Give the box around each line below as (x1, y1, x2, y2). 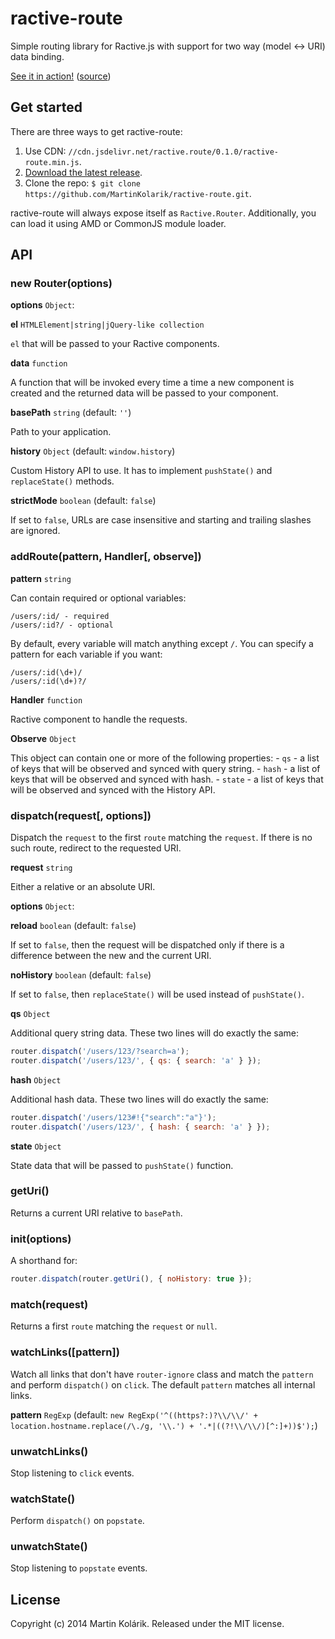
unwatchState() (10, 1540, 88, 1554)
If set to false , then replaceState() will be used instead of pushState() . (10, 988, 305, 1001)
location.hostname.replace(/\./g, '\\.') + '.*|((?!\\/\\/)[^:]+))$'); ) (10, 1419, 318, 1431)
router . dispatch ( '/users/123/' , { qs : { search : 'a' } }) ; (10, 1055, 262, 1066)
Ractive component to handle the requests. (10, 713, 188, 725)
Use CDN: (24, 145, 67, 157)
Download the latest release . (24, 166, 143, 178)
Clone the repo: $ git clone (24, 177, 142, 189)
